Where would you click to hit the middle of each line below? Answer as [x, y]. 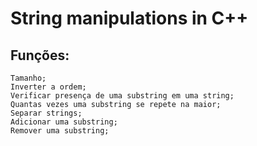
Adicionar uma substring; [64, 122]
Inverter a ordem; [48, 87]
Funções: [40, 55]
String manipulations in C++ [129, 18]
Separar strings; [46, 113]
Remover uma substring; [60, 131]
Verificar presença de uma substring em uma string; [122, 96]
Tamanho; [28, 78]
